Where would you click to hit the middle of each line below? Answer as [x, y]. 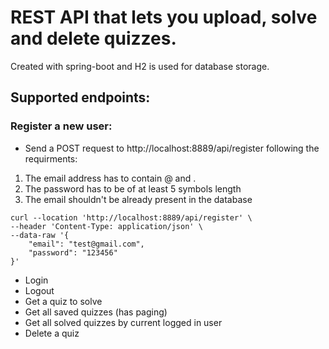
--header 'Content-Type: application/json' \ [106, 226]
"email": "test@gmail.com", [86, 244]
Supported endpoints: [80, 97]
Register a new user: [61, 126]
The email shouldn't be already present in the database [138, 199]
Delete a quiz [52, 333]
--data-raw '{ [40, 235]
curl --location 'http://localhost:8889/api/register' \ [131, 217]
